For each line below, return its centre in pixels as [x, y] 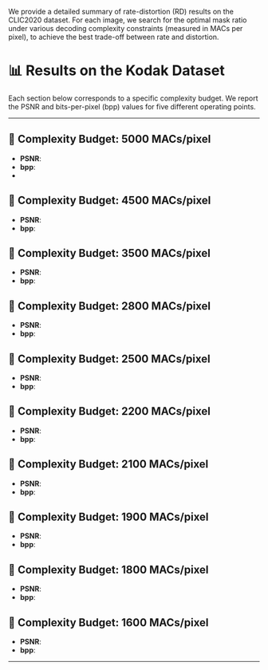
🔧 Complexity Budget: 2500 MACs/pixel [109, 359]
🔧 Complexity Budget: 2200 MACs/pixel [110, 411]
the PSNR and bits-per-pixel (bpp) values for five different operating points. [132, 106]
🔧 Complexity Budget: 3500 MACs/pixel [110, 253]
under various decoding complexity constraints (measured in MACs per [126, 28]
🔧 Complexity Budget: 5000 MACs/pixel [110, 139]
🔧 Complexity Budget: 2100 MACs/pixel [108, 465]
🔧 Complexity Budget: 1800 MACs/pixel [108, 569]
